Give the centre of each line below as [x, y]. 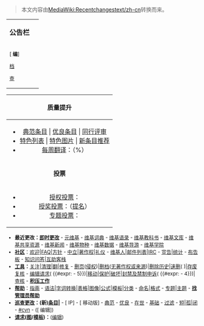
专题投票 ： [65, 215]
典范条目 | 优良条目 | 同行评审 [65, 132]
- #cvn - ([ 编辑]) [34, 310]
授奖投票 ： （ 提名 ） [65, 206]
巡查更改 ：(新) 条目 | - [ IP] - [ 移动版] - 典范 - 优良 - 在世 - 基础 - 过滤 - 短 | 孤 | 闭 [106, 302]
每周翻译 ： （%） [65, 150]
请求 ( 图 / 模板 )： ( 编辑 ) [39, 317]
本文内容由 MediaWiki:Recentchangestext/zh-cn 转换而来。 [94, 9]
